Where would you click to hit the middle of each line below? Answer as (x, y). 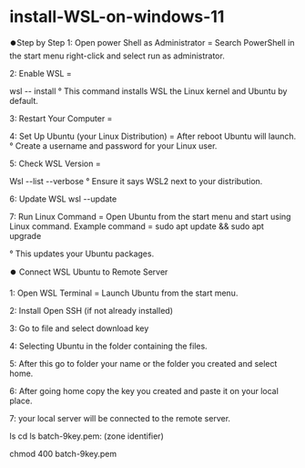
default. (24, 100)
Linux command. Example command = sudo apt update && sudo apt (137, 226)
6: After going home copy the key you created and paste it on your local (144, 390)
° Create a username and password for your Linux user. (113, 146)
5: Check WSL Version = (56, 163)
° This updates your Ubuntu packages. (82, 254)
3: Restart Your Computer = (61, 118)
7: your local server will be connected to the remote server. (120, 418)
